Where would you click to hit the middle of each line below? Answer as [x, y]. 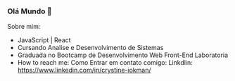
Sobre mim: [24, 27]
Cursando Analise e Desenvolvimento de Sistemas [90, 48]
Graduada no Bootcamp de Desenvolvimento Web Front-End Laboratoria [123, 55]
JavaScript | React [44, 40]
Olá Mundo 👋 [30, 11]
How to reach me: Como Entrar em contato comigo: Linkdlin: [105, 63]
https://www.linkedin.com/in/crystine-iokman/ [84, 70]
